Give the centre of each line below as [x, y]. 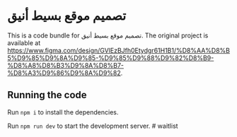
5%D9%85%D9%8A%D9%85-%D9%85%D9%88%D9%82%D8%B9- [111, 58]
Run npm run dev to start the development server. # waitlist [93, 126]
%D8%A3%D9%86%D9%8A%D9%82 [64, 73]
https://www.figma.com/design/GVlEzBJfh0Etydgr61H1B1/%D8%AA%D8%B [118, 50]
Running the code [47, 95]
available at [24, 42]
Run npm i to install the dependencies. [63, 112]
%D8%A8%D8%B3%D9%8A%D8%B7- [66, 65]
